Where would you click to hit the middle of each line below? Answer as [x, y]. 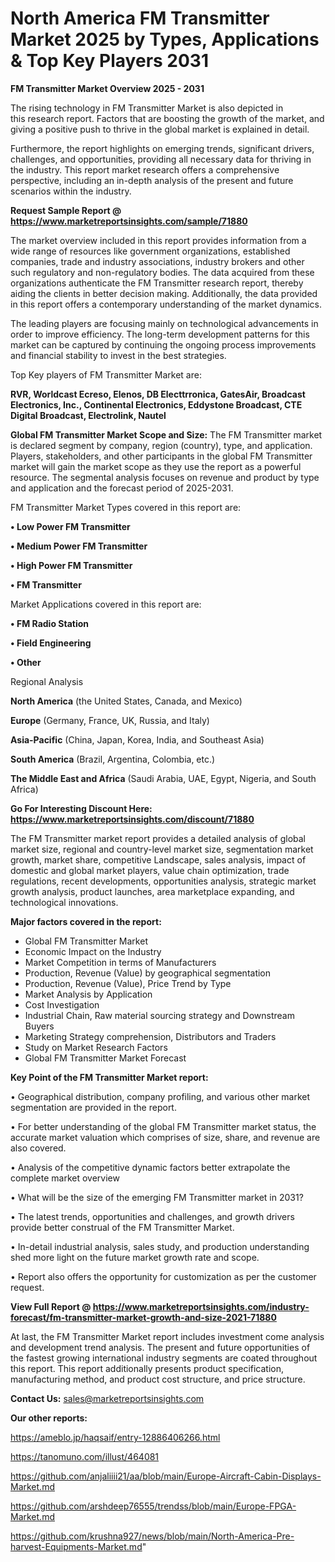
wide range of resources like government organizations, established [150, 251]
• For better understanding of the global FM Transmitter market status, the [163, 1126]
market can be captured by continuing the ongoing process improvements [163, 344]
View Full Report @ [51, 1306]
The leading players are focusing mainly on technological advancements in [164, 323]
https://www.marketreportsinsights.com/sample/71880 [129, 221]
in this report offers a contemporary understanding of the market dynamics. [166, 304]
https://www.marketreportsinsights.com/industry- [201, 1306]
